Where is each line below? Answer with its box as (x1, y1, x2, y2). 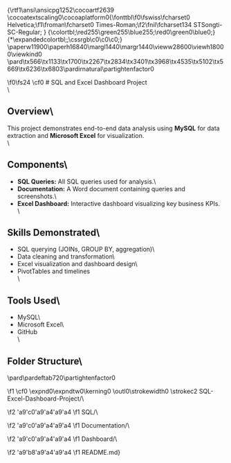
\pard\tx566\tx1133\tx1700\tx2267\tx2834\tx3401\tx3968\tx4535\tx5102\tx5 (7, 58, 223, 65)
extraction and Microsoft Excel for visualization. (7, 131, 145, 139)
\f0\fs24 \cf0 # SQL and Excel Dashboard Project (7, 78, 147, 86)
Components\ (7, 159, 68, 171)
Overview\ (7, 105, 54, 117)
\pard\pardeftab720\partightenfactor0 (7, 374, 116, 382)
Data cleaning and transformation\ (17, 252, 115, 261)
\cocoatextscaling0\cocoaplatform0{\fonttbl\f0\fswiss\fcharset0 (7, 13, 190, 21)
